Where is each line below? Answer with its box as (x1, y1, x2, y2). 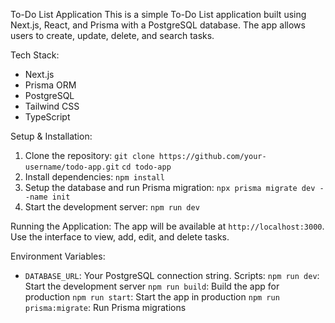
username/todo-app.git (24, 162, 120, 172)
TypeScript (24, 111, 71, 123)
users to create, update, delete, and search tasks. (10, 30, 215, 41)
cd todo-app (121, 162, 172, 172)
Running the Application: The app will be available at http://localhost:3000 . (10, 220, 325, 232)
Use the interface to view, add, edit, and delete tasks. (10, 231, 230, 243)
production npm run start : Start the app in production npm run (24, 291, 280, 303)
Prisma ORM (24, 79, 77, 91)
